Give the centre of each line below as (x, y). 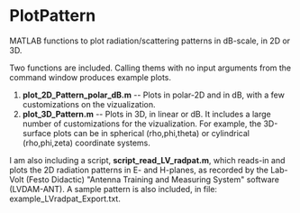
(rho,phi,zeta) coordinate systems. (86, 143)
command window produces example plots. (91, 77)
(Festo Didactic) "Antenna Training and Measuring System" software (152, 179)
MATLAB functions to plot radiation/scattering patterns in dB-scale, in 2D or (150, 41)
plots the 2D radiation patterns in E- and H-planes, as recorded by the (139, 170)
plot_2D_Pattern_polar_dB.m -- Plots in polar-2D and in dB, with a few (154, 95)
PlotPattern (53, 16)
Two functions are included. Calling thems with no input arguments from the (150, 68)
